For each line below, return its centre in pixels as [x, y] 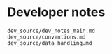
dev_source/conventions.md [47, 37]
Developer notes [56, 12]
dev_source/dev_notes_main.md [51, 31]
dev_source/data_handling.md [50, 43]
